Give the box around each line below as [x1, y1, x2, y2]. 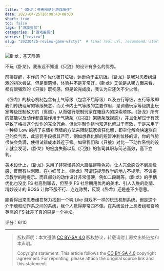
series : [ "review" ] [5, 35, 45, 40]
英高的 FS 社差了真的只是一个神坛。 [5, 209, 77, 215]
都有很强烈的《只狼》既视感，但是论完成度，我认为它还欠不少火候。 [5, 86, 142, 92]
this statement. [17, 260, 47, 267]
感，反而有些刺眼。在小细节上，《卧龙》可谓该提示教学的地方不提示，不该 [5, 168, 153, 174]
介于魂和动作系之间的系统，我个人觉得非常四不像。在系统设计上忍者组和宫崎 [5, 203, 159, 208]
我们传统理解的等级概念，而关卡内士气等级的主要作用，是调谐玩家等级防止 [5, 102, 155, 108]
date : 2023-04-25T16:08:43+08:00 [5, 12, 73, 17]
